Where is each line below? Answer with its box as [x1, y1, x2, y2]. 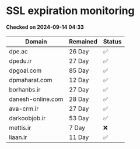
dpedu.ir [9, 57, 32, 65]
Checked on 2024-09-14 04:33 [6, 23, 84, 31]
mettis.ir [9, 123, 32, 131]
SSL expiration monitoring [6, 4, 135, 18]
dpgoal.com [9, 66, 42, 74]
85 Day [69, 66, 89, 74]
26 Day [69, 47, 89, 55]
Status [103, 37, 122, 45]
